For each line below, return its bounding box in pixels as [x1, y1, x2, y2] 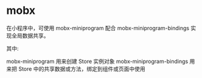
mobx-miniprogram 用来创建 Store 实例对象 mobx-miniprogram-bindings [6, 57, 189, 65]
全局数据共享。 [11, 31, 49, 39]
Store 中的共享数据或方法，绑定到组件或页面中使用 [18, 65, 145, 73]
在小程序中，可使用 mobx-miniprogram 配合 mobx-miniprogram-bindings [6, 24, 190, 31]
